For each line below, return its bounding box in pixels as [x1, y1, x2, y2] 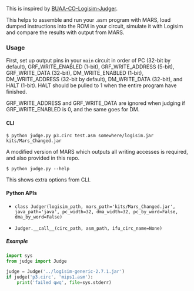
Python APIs [6, 190, 37, 197]
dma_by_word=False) [14, 214, 63, 220]
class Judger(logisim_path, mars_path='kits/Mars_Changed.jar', [14, 203, 176, 210]
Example [6, 238, 28, 245]
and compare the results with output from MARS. [6, 29, 125, 36]
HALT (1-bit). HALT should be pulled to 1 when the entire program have [6, 82, 177, 89]
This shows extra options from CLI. [6, 176, 91, 183]
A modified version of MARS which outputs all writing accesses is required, [6, 148, 188, 155]
